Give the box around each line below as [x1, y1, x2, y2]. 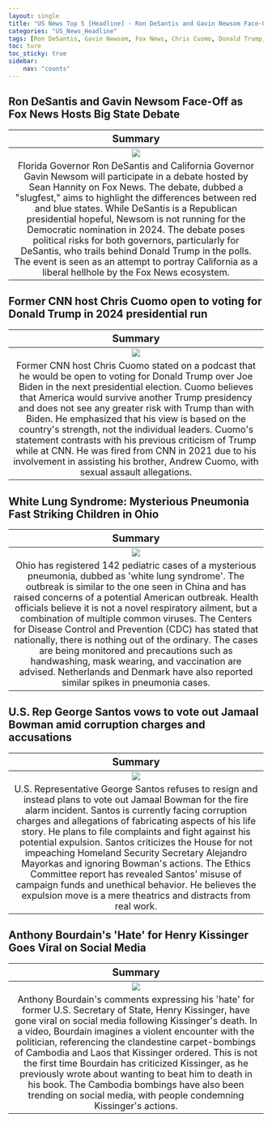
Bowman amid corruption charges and [8, 718, 206, 732]
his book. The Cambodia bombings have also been [28, 1078, 244, 1090]
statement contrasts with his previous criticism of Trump [15, 434, 257, 446]
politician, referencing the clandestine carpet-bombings [15, 1036, 257, 1047]
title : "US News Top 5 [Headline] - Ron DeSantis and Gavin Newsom [8, 19, 241, 28]
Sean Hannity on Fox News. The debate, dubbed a [28, 181, 244, 193]
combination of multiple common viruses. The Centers [19, 613, 253, 625]
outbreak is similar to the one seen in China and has [25, 581, 247, 593]
